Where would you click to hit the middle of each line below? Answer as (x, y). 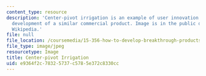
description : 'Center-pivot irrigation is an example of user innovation (103, 18)
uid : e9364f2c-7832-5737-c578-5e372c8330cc (63, 63)
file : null (20, 35)
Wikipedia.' (27, 29)
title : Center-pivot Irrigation (48, 58)
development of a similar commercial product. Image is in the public (104, 23)
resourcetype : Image (33, 52)
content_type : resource (37, 12)
